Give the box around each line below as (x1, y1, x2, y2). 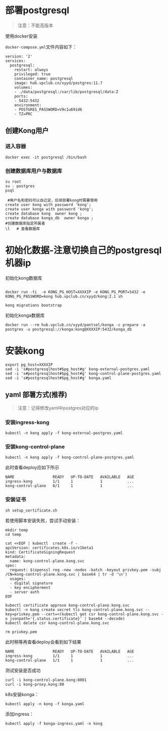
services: (5, 58, 26, 63)
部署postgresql (5, 5, 70, 16)
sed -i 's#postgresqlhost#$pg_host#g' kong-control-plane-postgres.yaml (5, 371, 161, 376)
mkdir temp (5, 527, 28, 533)
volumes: (14, 84, 33, 90)
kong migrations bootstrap (5, 303, 62, 308)
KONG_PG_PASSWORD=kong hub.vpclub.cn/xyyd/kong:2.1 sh (5, 294, 123, 299)
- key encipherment (10, 585, 51, 590)
